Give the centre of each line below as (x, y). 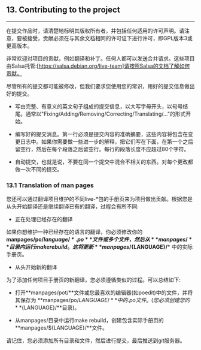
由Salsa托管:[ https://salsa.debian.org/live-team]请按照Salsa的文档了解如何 (98, 66)
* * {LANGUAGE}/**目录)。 (47, 307)
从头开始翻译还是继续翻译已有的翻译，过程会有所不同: (73, 207)
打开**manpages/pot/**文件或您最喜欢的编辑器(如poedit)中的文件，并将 (104, 292)
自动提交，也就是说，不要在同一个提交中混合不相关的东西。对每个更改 (101, 162)
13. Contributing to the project (63, 10)
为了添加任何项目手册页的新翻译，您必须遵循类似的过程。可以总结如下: (94, 280)
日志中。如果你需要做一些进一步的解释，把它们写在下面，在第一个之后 (106, 141)
